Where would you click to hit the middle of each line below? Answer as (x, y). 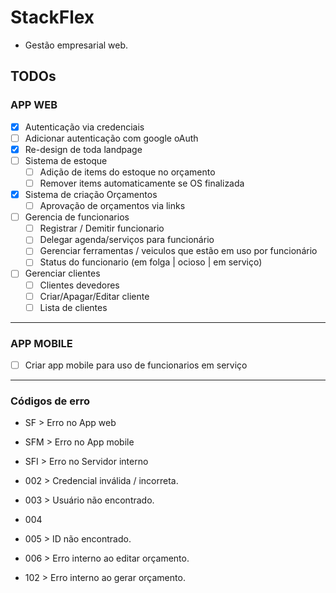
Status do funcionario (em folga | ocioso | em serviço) (151, 262)
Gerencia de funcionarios (77, 217)
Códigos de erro (50, 401)
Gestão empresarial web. (76, 45)
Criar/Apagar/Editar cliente (94, 296)
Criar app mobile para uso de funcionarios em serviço (136, 365)
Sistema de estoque (66, 160)
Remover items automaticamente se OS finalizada (142, 183)
